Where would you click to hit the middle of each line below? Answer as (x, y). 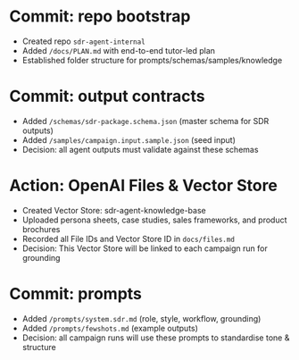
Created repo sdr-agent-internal (83, 41)
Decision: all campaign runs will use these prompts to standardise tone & (156, 338)
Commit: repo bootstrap (100, 17)
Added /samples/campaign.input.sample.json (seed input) (129, 139)
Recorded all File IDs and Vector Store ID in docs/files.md (128, 239)
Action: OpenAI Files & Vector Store (144, 186)
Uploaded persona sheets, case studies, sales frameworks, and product (154, 220)
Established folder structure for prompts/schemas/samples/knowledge (152, 60)
